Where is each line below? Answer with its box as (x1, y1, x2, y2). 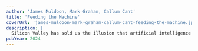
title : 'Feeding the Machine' (6, 14, 81, 20)
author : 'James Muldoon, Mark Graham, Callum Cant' (6, 8, 136, 15)
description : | (6, 25, 44, 31)
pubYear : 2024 (6, 36, 41, 42)
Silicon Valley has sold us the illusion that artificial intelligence (11, 30, 192, 36)
